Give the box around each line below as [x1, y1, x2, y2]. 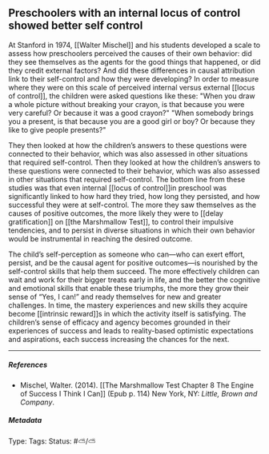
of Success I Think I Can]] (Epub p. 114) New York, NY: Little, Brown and [19, 388, 258, 398]
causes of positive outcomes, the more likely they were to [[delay [8, 208, 224, 218]
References [8, 360, 48, 370]
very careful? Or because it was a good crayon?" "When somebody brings [8, 108, 254, 117]
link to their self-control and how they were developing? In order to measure [8, 74, 259, 83]
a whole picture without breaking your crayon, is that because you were [8, 99, 245, 109]
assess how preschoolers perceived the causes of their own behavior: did [8, 48, 252, 58]
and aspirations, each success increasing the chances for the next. [8, 334, 230, 344]
